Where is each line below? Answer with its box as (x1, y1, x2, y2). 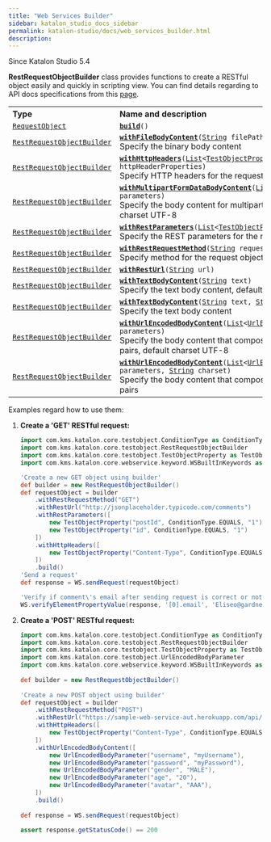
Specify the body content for (119, 200, 228, 211)
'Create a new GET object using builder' (19, 474, 161, 482)
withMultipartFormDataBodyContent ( (119, 183, 256, 192)
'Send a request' (19, 571, 79, 579)
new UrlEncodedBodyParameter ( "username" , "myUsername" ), (49, 751, 244, 760)
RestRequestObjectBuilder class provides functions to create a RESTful (8, 72, 248, 82)
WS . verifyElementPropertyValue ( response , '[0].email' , (19, 600, 209, 608)
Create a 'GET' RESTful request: (19, 421, 131, 431)
